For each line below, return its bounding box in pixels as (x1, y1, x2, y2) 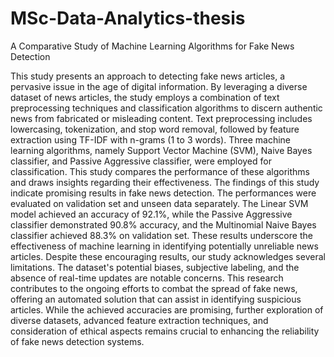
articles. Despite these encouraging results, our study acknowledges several (10, 250, 326, 262)
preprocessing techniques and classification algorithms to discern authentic (10, 102, 323, 114)
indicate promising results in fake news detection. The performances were (10, 187, 317, 199)
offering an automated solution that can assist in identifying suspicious (10, 293, 302, 305)
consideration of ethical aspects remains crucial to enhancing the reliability (10, 325, 320, 337)
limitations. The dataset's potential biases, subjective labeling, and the (10, 261, 300, 273)
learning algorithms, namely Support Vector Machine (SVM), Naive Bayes (10, 144, 313, 156)
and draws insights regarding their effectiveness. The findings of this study (10, 176, 320, 188)
